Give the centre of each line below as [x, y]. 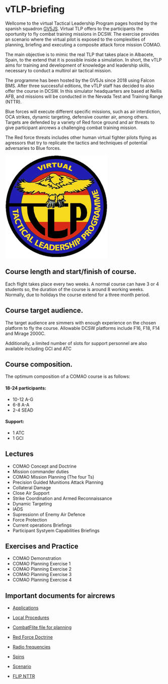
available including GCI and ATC [38, 349]
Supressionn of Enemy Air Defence [49, 514]
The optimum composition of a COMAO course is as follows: [68, 376]
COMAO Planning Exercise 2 [42, 569]
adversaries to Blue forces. [33, 148]
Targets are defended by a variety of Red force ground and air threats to [80, 122]
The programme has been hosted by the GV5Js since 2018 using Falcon [80, 80]
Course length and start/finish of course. [71, 272]
